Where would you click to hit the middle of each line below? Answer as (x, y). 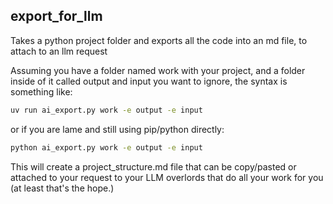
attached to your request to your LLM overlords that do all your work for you (167, 177)
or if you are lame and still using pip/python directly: (117, 129)
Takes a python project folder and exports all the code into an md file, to (159, 40)
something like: (41, 91)
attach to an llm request (59, 51)
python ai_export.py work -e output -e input (106, 147)
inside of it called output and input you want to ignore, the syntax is (149, 81)
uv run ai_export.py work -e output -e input (106, 110)
